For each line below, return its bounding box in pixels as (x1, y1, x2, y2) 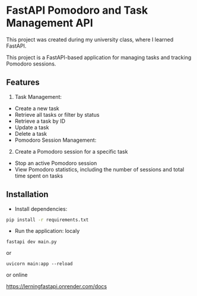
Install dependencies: (14, 205, 68, 212)
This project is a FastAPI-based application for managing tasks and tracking (6, 54, 192, 61)
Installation (6, 189, 49, 200)
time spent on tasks (14, 172, 63, 179)
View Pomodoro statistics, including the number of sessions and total (14, 166, 185, 173)
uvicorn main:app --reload (6, 261, 73, 267)
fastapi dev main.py (6, 239, 58, 245)
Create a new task (14, 105, 59, 112)
